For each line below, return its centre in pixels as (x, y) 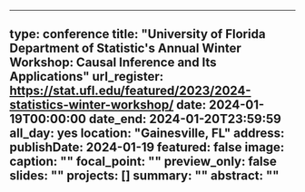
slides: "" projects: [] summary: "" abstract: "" (144, 176)
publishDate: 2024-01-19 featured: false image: (147, 147)
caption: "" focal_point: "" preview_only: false (143, 162)
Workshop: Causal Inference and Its (113, 63)
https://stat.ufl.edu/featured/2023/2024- (130, 91)
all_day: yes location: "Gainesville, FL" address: (147, 134)
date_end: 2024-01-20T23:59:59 (185, 119)
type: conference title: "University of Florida (138, 34)
